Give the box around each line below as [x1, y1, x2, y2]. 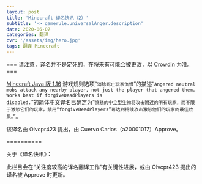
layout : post [6, 9, 40, 15]
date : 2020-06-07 [6, 26, 51, 32]
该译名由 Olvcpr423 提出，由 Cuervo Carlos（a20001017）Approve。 [6, 125, 182, 133]
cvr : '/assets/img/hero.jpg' [6, 37, 81, 43]
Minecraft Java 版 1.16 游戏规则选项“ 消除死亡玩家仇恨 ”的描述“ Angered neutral [6, 80, 196, 87]
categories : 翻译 [6, 32, 49, 38]
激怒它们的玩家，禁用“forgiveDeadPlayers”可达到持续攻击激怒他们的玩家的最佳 [10, 106, 189, 112]
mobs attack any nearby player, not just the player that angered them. [6, 87, 196, 93]
